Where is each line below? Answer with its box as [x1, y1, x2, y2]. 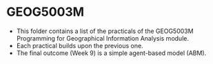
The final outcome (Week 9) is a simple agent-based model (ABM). [16, 49, 207, 57]
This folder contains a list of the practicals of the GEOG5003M [16, 27, 194, 35]
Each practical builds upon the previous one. [16, 41, 143, 50]
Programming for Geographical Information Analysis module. [16, 34, 189, 42]
